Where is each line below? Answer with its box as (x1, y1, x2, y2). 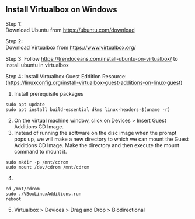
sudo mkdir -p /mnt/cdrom (5, 159, 68, 165)
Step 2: (5, 37, 23, 44)
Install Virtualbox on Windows (5, 5, 117, 15)
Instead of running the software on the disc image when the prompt (13, 129, 177, 136)
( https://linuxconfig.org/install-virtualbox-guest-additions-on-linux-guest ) (5, 79, 183, 86)
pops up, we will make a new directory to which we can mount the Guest (13, 135, 189, 142)
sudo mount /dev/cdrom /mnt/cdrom (5, 164, 90, 170)
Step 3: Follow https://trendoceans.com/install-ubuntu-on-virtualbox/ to (5, 55, 179, 62)
